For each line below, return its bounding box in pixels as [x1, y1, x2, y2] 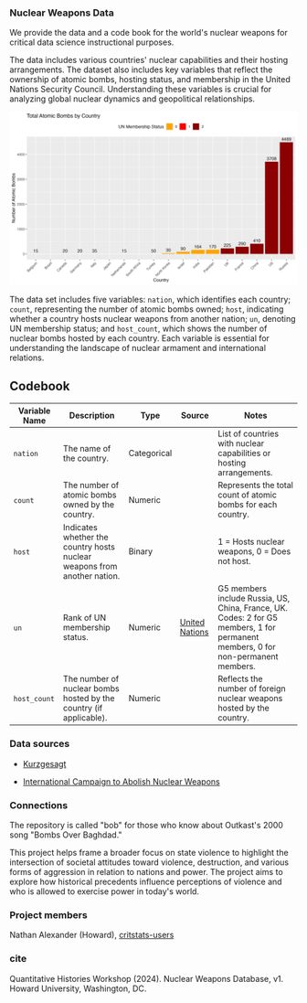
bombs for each [217, 499, 278, 510]
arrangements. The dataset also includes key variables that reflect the [9, 64, 273, 75]
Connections [9, 798, 69, 811]
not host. [217, 556, 251, 567]
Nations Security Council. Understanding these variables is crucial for [9, 84, 272, 95]
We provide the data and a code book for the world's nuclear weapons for [9, 27, 288, 38]
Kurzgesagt [22, 758, 67, 769]
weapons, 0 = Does [217, 546, 291, 557]
